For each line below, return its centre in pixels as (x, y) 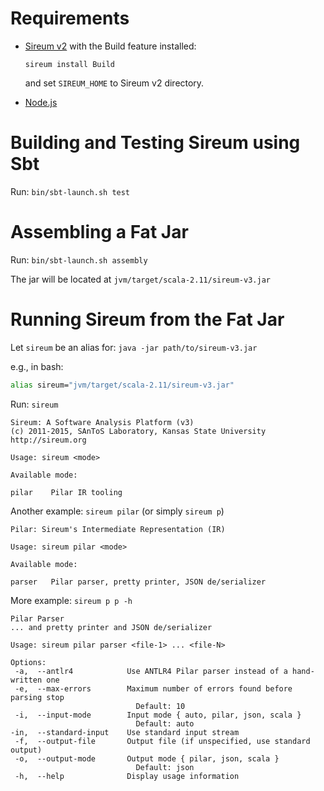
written (26, 680)
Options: (28, 662)
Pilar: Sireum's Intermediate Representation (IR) (118, 529)
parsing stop (37, 697)
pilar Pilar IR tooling (66, 492)
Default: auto (165, 723)
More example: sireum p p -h (71, 600)
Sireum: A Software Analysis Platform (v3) (102, 422)
